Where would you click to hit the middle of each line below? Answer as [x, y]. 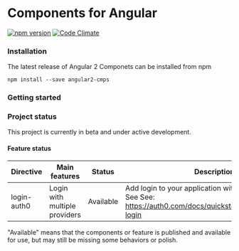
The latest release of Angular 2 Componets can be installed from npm [110, 67]
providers [65, 215]
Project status [32, 117]
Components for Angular [83, 13]
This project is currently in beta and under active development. [100, 132]
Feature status [30, 149]
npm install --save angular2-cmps [59, 80]
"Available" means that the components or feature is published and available [119, 232]
